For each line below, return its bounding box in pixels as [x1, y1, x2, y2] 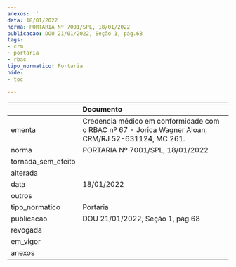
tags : [7, 37, 23, 44]
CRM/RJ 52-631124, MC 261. [82, 134, 185, 144]
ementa [11, 125, 37, 135]
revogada [11, 226, 42, 235]
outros [11, 191, 33, 201]
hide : [7, 69, 23, 76]
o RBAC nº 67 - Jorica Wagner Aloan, [82, 125, 208, 135]
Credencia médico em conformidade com [82, 117, 220, 126]
